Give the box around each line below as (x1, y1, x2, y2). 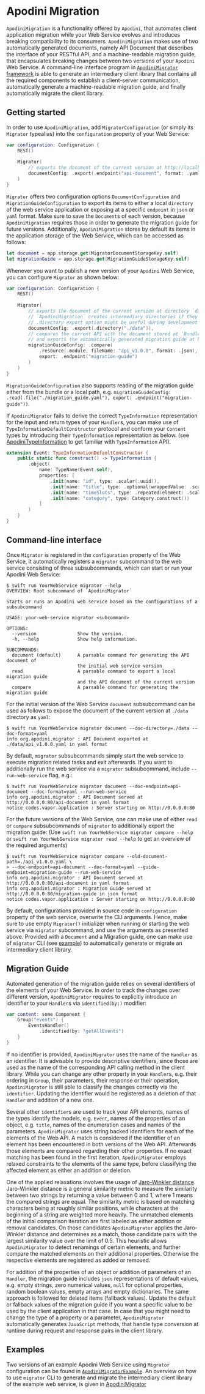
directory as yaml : (6, 713, 51, 720)
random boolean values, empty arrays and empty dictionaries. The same (6, 1288, 189, 1295)
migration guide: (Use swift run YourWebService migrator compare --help (6, 828, 193, 836)
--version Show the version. (12, 630, 124, 637)
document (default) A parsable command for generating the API (12, 652, 190, 658)
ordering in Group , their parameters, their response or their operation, (6, 1076, 180, 1084)
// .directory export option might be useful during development (28, 319, 198, 326)
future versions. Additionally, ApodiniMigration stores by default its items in (6, 225, 196, 233)
